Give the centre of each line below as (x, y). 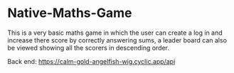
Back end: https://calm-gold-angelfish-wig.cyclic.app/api (91, 61)
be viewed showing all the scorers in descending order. (88, 47)
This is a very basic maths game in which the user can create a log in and (115, 33)
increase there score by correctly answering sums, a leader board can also (117, 40)
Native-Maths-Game (70, 13)
